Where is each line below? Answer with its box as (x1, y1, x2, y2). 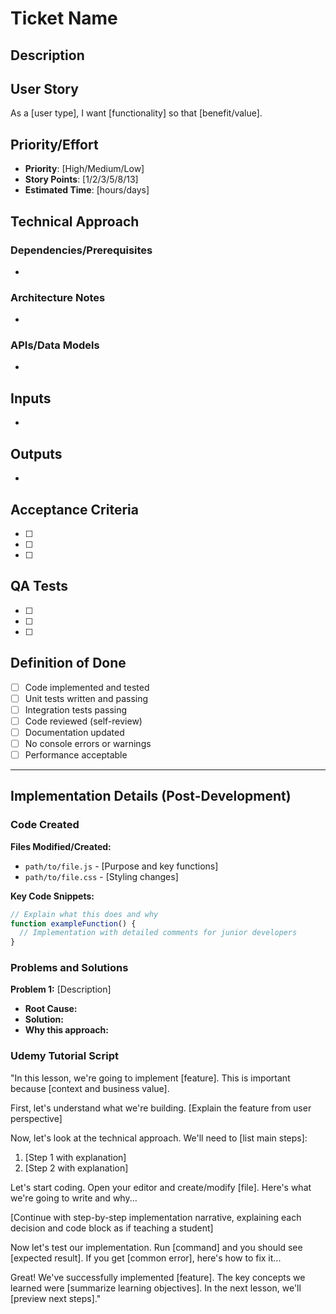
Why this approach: (24, 1024, 109, 1036)
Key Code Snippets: (10, 890, 95, 902)
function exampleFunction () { (10, 918, 137, 929)
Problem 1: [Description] (10, 983, 112, 996)
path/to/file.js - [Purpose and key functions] (24, 860, 219, 872)
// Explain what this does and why (10, 909, 159, 919)
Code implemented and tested (24, 681, 150, 693)
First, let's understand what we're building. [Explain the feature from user (10, 1102, 312, 1114)
